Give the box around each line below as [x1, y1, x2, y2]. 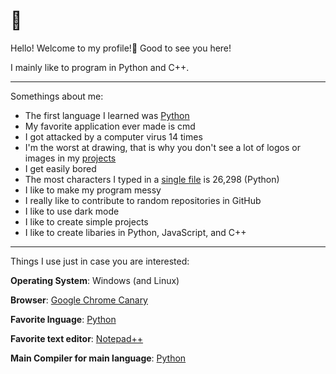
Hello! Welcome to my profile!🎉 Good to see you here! [10, 42, 232, 54]
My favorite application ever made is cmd [24, 120, 196, 132]
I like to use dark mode [24, 205, 120, 217]
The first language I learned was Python [24, 109, 190, 121]
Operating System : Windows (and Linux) [10, 274, 180, 286]
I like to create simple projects [24, 215, 149, 228]
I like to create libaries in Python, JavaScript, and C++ [24, 226, 247, 238]
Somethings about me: [10, 90, 104, 102]
